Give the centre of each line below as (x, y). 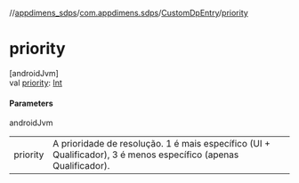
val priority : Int (36, 83)
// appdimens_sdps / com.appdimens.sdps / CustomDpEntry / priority (129, 13)
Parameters (31, 103)
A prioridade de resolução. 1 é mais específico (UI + (162, 144)
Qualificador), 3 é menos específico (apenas (146, 155)
